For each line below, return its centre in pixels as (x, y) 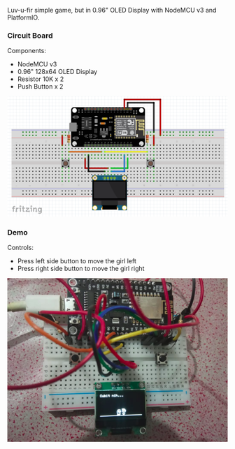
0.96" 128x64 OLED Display (57, 72)
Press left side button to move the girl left (77, 261)
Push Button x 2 (40, 87)
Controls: (20, 248)
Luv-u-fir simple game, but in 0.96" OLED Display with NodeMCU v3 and (112, 10)
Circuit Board (30, 36)
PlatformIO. (23, 17)
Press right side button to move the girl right (81, 269)
